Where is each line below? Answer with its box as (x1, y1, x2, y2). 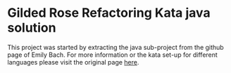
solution (7, 20, 56, 36)
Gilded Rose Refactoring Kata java (7, 5, 211, 21)
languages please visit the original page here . (7, 58, 139, 66)
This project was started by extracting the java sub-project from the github (7, 43, 224, 51)
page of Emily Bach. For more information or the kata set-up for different (7, 51, 218, 59)
